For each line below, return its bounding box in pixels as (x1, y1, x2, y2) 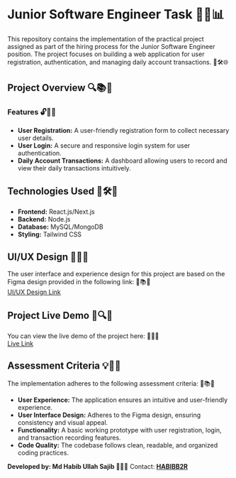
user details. (17, 134, 55, 142)
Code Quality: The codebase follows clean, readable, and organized (17, 440, 218, 449)
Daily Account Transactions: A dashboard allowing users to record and (17, 156, 228, 165)
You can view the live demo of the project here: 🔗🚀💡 (7, 332, 159, 340)
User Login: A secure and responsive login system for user (17, 141, 191, 150)
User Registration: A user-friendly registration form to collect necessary (17, 126, 230, 134)
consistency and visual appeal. (17, 418, 108, 427)
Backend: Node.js (17, 215, 71, 224)
